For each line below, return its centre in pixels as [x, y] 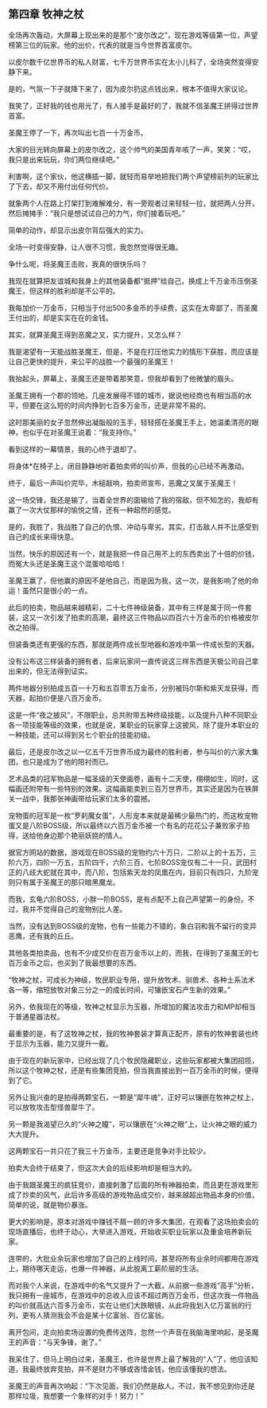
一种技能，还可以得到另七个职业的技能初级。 [81, 734]
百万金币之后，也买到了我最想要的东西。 [74, 963]
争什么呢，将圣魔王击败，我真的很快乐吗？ [78, 264]
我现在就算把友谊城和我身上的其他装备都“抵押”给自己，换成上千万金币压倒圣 [133, 280]
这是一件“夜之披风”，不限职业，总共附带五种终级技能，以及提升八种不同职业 [133, 714]
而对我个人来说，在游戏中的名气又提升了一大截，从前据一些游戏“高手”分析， [133, 1285]
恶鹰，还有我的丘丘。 [43, 936]
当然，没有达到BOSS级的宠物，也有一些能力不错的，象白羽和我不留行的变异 [132, 925]
